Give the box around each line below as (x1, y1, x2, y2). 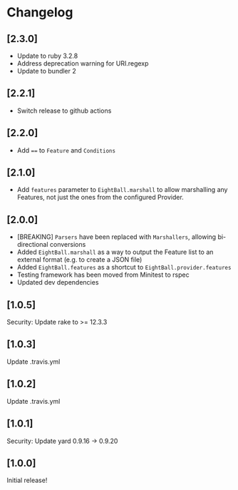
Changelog (6, 4, 73, 21)
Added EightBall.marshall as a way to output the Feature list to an (16, 247, 214, 257)
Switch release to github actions (16, 106, 112, 115)
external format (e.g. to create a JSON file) (16, 255, 143, 264)
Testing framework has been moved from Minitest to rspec (16, 270, 190, 279)
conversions (49, 240, 86, 249)
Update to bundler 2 (16, 67, 76, 75)
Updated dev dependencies (16, 278, 99, 287)
